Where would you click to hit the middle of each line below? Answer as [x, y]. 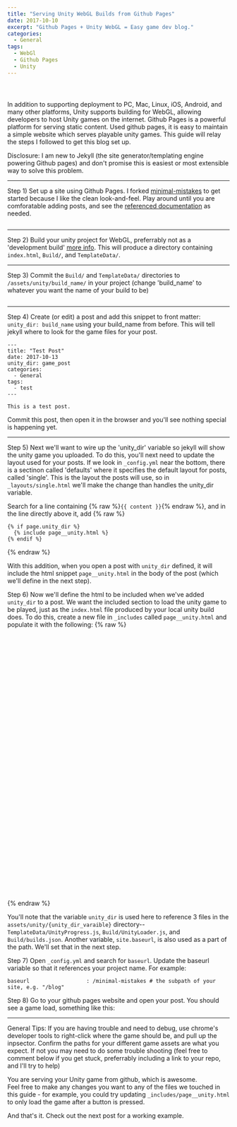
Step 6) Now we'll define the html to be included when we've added [106, 594]
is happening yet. [32, 427]
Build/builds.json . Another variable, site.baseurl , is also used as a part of [117, 939]
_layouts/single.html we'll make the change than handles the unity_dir [110, 485]
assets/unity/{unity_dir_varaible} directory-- [76, 924]
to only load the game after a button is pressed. [76, 1102]
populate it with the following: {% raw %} [67, 624]
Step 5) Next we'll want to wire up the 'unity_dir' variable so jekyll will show [116, 447]
